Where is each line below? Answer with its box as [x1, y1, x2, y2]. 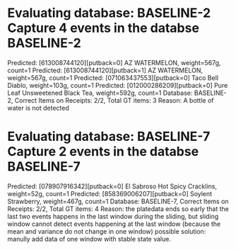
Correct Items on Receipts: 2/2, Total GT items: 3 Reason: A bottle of [14, 96, 214, 104]
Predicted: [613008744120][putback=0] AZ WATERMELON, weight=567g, [7, 58, 221, 67]
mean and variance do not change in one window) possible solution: [7, 227, 206, 235]
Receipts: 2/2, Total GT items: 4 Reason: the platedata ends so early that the [7, 204, 230, 213]
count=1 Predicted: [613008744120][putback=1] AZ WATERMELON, [7, 66, 203, 74]
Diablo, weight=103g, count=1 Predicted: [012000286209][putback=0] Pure [7, 81, 228, 89]
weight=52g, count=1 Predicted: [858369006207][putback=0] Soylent [7, 189, 213, 198]
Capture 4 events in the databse [7, 20, 200, 36]
